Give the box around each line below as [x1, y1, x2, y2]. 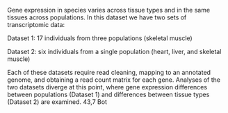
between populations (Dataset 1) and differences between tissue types [7, 90, 210, 98]
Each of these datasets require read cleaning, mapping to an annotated [7, 69, 211, 76]
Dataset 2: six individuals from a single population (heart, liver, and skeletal [7, 48, 222, 55]
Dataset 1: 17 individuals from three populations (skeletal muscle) [7, 34, 193, 42]
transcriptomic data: [7, 21, 65, 28]
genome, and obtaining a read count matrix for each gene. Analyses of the [7, 76, 221, 84]
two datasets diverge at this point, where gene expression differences [7, 83, 207, 91]
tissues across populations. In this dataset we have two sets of [7, 13, 187, 21]
